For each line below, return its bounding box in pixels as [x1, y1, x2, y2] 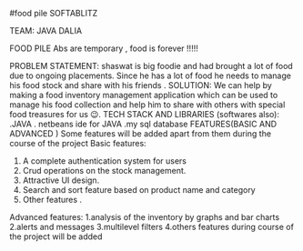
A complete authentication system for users [22, 156, 187, 166]
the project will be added [9, 231, 103, 242]
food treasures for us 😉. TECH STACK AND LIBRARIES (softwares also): [9, 109, 280, 119]
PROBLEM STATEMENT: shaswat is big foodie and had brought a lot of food [9, 61, 293, 71]
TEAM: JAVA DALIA [9, 25, 83, 35]
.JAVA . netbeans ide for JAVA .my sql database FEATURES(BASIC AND [9, 118, 278, 129]
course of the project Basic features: [9, 138, 147, 148]
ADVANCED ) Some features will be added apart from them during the [9, 128, 271, 139]
